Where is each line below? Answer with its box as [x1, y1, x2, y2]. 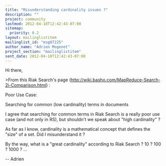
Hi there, [5, 67, 23, 73]
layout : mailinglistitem [5, 35, 57, 40]
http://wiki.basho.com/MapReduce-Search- [70, 77, 161, 83]
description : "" [5, 12, 39, 17]
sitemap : [5, 26, 23, 31]
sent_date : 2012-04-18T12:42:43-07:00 [5, 53, 86, 59]
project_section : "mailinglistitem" [5, 49, 81, 54]
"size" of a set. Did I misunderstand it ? [5, 132, 85, 138]
